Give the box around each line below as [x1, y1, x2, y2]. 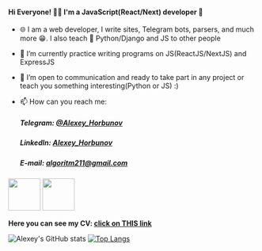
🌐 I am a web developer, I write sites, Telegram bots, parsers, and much [19, 25, 255, 34]
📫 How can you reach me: [19, 97, 108, 107]
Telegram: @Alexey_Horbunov [19, 118, 123, 127]
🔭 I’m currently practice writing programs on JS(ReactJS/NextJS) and [19, 49, 247, 59]
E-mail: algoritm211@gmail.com [19, 158, 128, 167]
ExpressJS [19, 57, 55, 67]
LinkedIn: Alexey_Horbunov [19, 138, 113, 147]
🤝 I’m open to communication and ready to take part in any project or [19, 73, 245, 82]
